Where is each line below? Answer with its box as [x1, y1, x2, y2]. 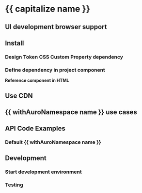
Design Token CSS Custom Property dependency [5, 53, 124, 60]
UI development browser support [5, 23, 107, 31]
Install [5, 39, 24, 47]
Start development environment [5, 168, 82, 175]
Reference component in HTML [5, 77, 69, 83]
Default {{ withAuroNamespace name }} [5, 139, 102, 146]
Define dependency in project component [5, 66, 105, 73]
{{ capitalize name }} [5, 3, 91, 15]
